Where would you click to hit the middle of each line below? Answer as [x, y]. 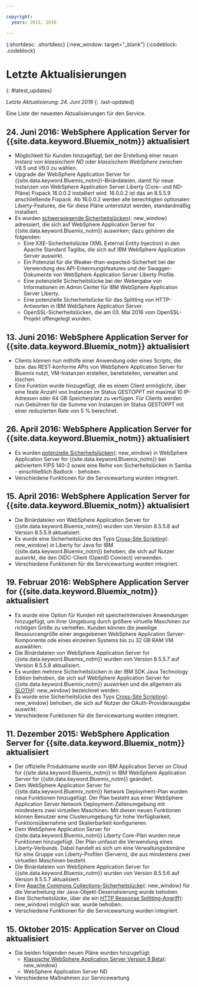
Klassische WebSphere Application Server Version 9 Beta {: [95, 959]
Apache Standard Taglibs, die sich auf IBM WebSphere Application [104, 250]
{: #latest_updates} [29, 91]
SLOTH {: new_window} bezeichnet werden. [67, 690]
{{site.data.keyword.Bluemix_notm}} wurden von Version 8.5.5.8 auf [97, 526]
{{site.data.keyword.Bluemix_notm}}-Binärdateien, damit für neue [94, 181]
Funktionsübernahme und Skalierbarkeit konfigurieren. [81, 823]
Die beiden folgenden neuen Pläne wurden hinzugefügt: [82, 953]
